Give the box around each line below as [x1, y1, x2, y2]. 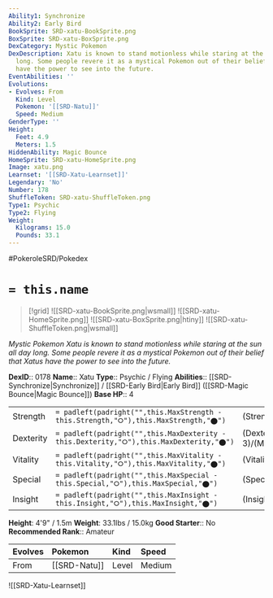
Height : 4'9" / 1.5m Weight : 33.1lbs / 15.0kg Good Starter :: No [8, 517, 216, 527]
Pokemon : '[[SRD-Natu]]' [15, 103, 100, 111]
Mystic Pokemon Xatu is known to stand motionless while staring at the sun [8, 338, 262, 348]
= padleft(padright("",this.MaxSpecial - [55, 470, 218, 480]
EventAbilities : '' [8, 72, 75, 81]
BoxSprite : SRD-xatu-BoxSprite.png [8, 34, 129, 43]
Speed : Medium [15, 111, 63, 119]
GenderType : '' [8, 118, 60, 126]
